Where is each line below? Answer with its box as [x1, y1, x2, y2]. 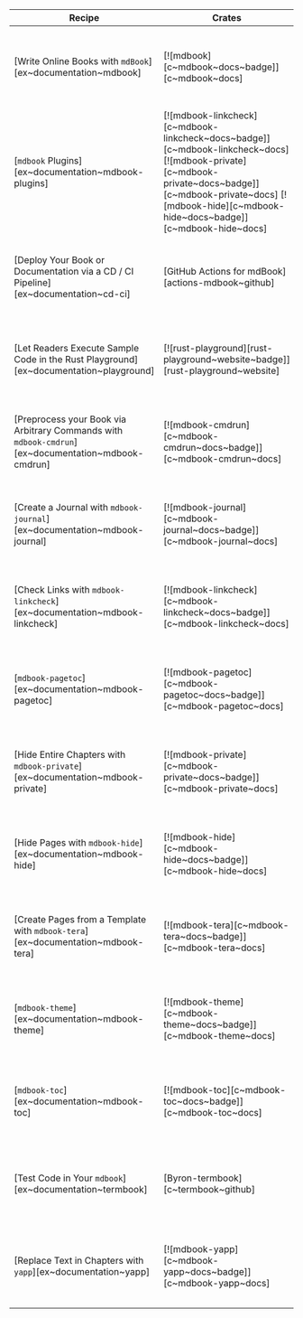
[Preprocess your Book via [14, 413, 126, 425]
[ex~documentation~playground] [14, 365, 155, 377]
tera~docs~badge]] [163, 930, 247, 942]
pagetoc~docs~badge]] [163, 688, 266, 701]
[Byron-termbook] [163, 1172, 243, 1184]
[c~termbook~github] [163, 1183, 255, 1195]
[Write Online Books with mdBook [14, 55, 149, 67]
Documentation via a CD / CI [14, 266, 134, 277]
